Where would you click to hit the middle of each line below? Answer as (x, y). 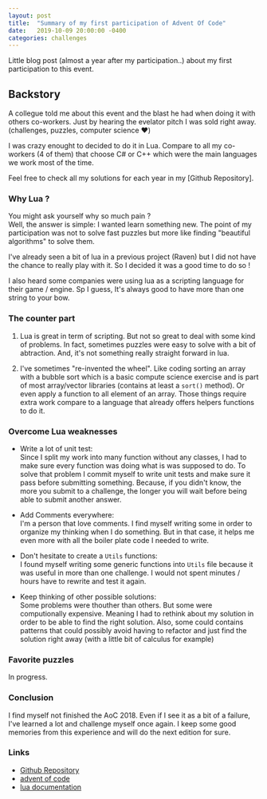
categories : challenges (48, 38)
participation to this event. (51, 69)
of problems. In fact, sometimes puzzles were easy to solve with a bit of (138, 344)
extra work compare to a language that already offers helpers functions (137, 402)
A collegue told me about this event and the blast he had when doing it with (132, 113)
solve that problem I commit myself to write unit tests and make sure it (135, 474)
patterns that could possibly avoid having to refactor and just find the (133, 630)
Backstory (35, 94)
